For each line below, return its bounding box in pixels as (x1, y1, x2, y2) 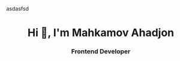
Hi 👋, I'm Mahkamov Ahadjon (27, 26, 175, 39)
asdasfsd (6, 5, 29, 12)
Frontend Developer (71, 47, 131, 56)
